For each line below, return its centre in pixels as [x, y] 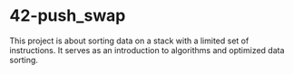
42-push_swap [68, 16]
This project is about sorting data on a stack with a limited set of [129, 41]
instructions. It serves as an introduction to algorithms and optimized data [147, 50]
